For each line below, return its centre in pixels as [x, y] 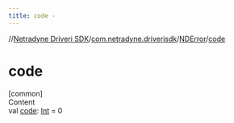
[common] [25, 93]
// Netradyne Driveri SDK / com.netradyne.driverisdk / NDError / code [117, 39]
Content [22, 102]
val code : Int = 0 [36, 110]
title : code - [32, 16]
